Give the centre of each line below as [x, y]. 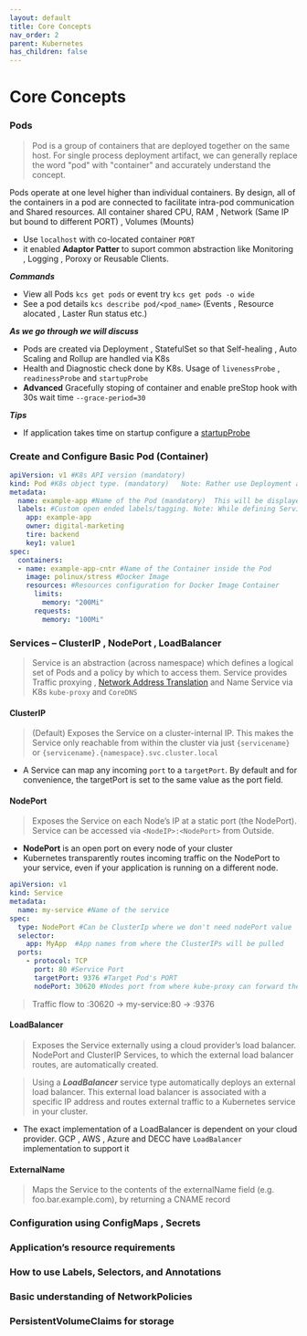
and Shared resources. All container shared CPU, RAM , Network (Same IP [149, 212]
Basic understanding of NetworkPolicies [101, 1296]
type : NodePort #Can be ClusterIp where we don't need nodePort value [155, 927]
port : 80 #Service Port [79, 970]
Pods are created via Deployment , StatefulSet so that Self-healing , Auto [159, 349]
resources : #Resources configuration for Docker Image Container [153, 585]
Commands [32, 276]
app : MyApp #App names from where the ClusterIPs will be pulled [155, 944]
